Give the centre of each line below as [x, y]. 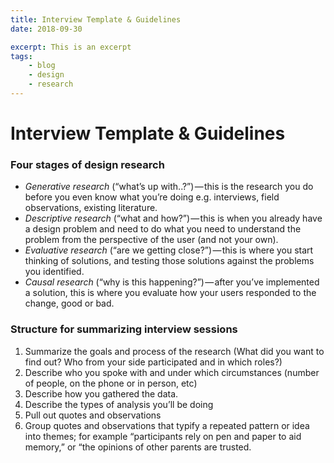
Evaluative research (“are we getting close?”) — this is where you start [169, 250]
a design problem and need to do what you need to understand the [163, 229]
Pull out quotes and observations [93, 415]
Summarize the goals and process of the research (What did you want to [174, 351]
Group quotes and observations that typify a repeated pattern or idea [167, 425]
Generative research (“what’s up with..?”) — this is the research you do [169, 187]
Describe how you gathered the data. [101, 393]
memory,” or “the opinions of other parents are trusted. [138, 447]
